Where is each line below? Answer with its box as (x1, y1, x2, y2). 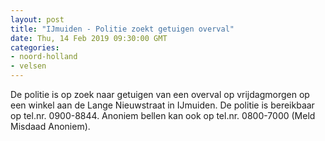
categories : (10, 42, 60, 53)
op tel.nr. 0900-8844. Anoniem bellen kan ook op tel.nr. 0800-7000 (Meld (10, 110, 316, 121)
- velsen (10, 61, 47, 71)
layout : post (10, 14, 65, 25)
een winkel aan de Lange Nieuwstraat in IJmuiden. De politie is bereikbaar (10, 99, 315, 111)
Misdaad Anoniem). (10, 121, 91, 132)
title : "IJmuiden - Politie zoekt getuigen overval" (10, 24, 235, 34)
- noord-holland (10, 52, 78, 62)
